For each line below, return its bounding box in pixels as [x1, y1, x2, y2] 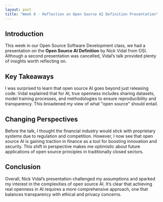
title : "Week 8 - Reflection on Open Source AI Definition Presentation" [5, 12, 159, 17]
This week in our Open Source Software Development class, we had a [5, 42, 145, 49]
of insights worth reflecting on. [5, 58, 67, 64]
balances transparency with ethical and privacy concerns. [5, 191, 122, 197]
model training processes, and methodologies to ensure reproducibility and [5, 96, 156, 101]
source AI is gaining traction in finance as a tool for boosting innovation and [5, 138, 157, 144]
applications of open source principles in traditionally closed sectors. [5, 148, 144, 154]
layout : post [5, 7, 32, 12]
